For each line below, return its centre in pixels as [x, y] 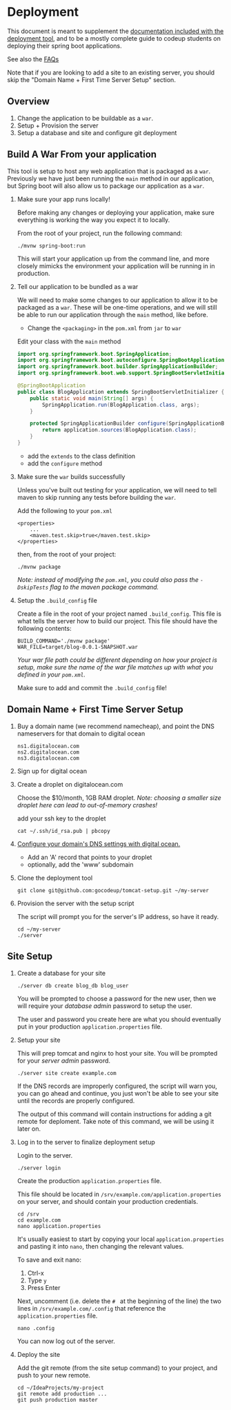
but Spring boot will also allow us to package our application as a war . [106, 185]
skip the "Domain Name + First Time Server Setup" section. [91, 79]
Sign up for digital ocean [52, 771]
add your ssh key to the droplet [61, 818]
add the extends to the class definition [81, 456]
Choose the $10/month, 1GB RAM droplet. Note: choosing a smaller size [119, 798]
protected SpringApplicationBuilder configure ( [99, 424]
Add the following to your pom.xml [64, 510]
